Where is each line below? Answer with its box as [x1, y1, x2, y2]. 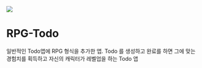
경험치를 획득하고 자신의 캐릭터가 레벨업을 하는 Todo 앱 [6, 55, 139, 62]
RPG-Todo [6, 27, 59, 41]
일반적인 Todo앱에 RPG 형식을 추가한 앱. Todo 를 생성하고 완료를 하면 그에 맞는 [6, 47, 196, 55]
